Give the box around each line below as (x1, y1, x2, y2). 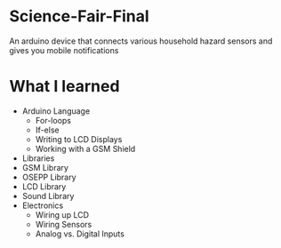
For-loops (35, 115, 71, 125)
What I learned (9, 76, 120, 97)
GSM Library (21, 162, 69, 172)
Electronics (21, 200, 64, 211)
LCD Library (21, 180, 67, 192)
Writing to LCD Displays (35, 133, 123, 144)
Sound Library (21, 190, 75, 201)
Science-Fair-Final (9, 6, 149, 27)
